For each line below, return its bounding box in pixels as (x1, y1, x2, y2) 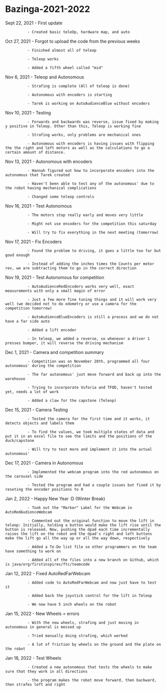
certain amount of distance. (5, 150, 66, 155)
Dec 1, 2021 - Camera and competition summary (5, 349, 104, 355)
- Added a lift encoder (27, 327, 77, 333)
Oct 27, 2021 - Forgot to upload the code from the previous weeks (5, 38, 140, 44)
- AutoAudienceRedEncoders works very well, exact (27, 284, 135, 289)
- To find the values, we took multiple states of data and (27, 429, 155, 434)
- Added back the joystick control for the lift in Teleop (27, 593, 153, 598)
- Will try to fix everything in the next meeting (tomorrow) (27, 230, 159, 235)
